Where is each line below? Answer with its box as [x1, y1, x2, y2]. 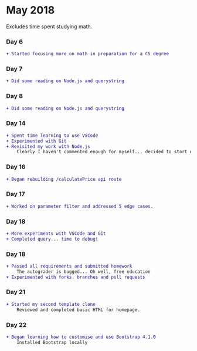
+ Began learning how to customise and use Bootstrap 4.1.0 [6, 334, 157, 340]
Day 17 [6, 190, 25, 198]
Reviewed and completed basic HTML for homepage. [16, 306, 141, 313]
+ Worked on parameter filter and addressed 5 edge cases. [6, 203, 154, 209]
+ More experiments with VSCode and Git [6, 230, 107, 237]
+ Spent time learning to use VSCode [6, 133, 98, 139]
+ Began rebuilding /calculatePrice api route [6, 176, 122, 182]
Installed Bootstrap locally [16, 339, 88, 345]
